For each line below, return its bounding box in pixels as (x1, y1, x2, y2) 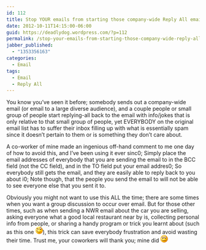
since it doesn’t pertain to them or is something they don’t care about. (6, 131, 183, 138)
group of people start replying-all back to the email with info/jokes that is (6, 112, 190, 119)
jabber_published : (6, 42, 53, 48)
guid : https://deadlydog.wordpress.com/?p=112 (6, 29, 128, 36)
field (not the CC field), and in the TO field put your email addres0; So (6, 162, 182, 170)
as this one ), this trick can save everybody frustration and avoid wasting (6, 229, 197, 236)
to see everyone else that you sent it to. (6, 182, 106, 189)
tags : (6, 68, 20, 74)
